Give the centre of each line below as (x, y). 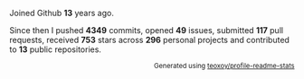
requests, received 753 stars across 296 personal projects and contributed (149, 40)
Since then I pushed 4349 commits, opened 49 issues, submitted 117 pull (146, 30)
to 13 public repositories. (56, 49)
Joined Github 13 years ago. (62, 13)
